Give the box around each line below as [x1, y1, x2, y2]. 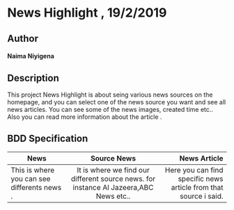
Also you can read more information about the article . [7, 113, 162, 121]
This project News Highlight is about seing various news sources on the [7, 90, 213, 99]
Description [7, 72, 59, 84]
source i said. [180, 191, 224, 201]
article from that [171, 182, 224, 192]
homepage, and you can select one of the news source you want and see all [7, 97, 226, 106]
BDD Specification [7, 133, 88, 145]
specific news [178, 174, 224, 184]
